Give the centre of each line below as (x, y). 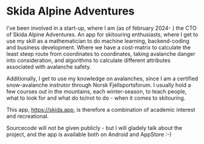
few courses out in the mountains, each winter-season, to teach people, (97, 91)
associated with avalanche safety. (49, 67)
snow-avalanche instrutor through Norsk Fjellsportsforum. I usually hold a (99, 85)
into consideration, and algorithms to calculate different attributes (88, 60)
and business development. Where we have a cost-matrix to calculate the (99, 47)
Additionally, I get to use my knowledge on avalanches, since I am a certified (102, 78)
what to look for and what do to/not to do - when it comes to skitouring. (96, 98)
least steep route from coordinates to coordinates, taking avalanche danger (101, 53)
